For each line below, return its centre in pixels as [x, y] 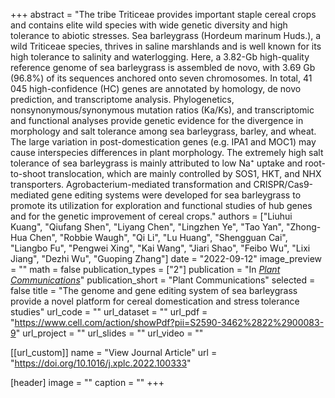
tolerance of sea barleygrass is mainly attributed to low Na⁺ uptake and [156, 163]
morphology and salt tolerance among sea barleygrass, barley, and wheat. [163, 131]
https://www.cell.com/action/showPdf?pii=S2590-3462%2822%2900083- [169, 322]
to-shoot [28, 173]
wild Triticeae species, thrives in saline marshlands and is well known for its [166, 46]
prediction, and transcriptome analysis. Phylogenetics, [122, 99]
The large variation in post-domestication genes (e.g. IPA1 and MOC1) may [163, 142]
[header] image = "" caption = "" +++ [87, 382]
